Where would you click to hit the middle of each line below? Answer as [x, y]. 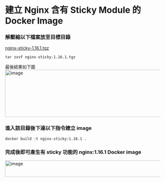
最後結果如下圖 [20, 67]
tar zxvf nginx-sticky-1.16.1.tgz [41, 57]
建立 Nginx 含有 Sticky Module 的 [73, 10]
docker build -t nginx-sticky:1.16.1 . [46, 139]
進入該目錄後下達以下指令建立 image [48, 128]
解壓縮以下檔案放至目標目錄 [38, 37]
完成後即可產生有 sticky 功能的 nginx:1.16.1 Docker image [73, 152]
